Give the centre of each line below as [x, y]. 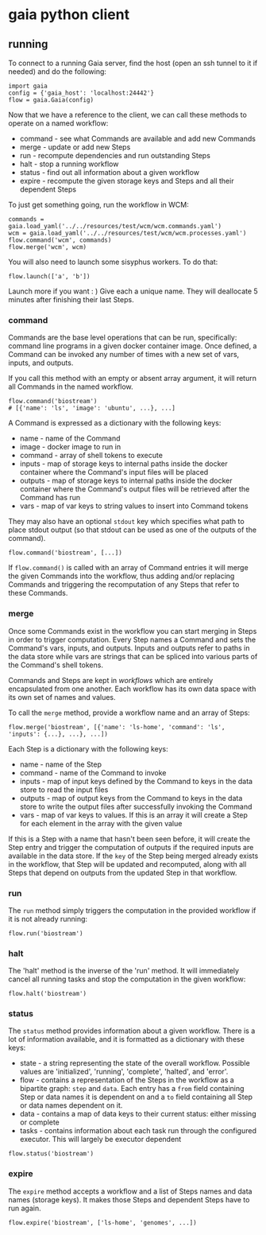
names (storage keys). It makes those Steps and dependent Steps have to [129, 1199]
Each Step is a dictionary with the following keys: [88, 748]
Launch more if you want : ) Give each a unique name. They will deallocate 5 [133, 291]
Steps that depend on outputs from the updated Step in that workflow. [123, 872]
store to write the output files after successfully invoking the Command [136, 806]
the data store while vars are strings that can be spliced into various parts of [133, 656]
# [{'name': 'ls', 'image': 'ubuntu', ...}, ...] [92, 408]
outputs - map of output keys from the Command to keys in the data [131, 798]
